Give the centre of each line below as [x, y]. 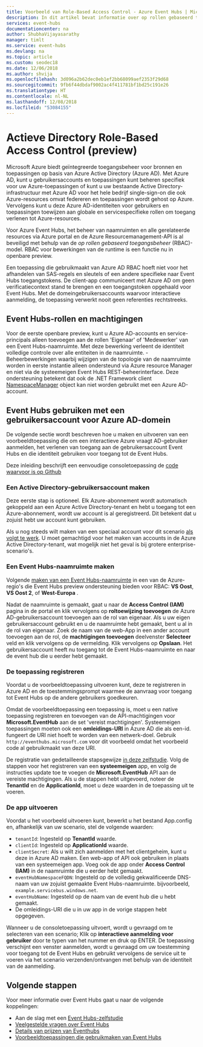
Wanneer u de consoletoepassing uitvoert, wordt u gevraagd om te [90, 928]
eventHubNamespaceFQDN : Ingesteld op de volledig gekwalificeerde [95, 878]
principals [19, 340]
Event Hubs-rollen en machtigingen [75, 319]
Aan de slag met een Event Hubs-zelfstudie [69, 1018]
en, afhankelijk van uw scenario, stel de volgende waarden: [80, 827]
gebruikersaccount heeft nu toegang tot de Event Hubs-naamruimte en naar [101, 649]
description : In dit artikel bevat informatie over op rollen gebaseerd [100, 18]
